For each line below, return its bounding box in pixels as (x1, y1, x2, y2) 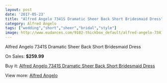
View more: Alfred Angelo (5, 73, 58, 78)
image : (5, 30, 19, 35)
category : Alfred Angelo (5, 21, 57, 26)
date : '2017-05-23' (5, 12, 46, 17)
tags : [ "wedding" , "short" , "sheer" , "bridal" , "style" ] (5, 26, 117, 31)
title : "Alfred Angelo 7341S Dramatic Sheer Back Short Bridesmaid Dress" (5, 16, 164, 21)
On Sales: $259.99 (5, 53, 44, 59)
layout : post (5, 7, 32, 12)
